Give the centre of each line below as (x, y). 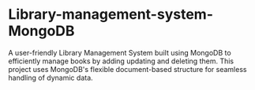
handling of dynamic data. (51, 77)
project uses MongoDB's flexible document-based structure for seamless (127, 69)
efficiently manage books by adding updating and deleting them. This (121, 61)
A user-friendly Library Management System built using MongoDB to (120, 52)
